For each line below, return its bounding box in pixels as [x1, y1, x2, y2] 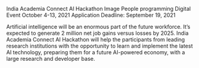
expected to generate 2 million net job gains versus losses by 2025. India [6, 29, 189, 37]
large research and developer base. [6, 55, 95, 62]
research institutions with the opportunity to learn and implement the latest [6, 42, 193, 49]
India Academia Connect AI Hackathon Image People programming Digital [6, 5, 191, 12]
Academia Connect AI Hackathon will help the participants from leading [6, 36, 185, 43]
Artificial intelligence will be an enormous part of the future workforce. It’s [6, 23, 191, 30]
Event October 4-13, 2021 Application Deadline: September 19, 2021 [6, 11, 176, 19]
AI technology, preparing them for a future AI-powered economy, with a [6, 49, 185, 56]
